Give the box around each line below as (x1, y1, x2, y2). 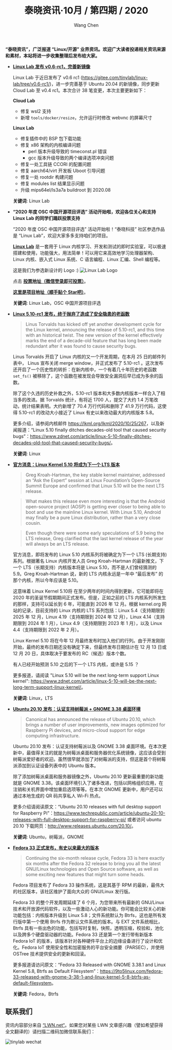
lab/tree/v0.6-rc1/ (12, 81, 50, 87)
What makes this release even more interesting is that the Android (25, 498, 165, 504)
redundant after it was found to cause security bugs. (25, 343, 137, 349)
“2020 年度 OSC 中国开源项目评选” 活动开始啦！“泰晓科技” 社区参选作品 (12, 226, 165, 232)
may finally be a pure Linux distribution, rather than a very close (25, 514, 161, 521)
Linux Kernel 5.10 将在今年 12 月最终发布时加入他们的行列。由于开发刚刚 (12, 637, 165, 643)
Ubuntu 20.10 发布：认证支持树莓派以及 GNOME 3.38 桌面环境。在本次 (12, 743, 163, 749)
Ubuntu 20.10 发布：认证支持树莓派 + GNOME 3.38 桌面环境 (12, 706, 141, 712)
